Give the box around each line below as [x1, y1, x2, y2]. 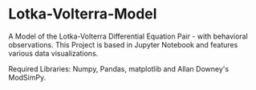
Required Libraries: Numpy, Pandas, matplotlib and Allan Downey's [8, 63, 230, 73]
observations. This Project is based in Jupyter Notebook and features [8, 39, 238, 49]
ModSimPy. [8, 72, 47, 82]
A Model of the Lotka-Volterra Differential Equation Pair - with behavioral [8, 31, 249, 41]
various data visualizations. [8, 48, 99, 58]
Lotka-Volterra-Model [8, 5, 157, 23]
